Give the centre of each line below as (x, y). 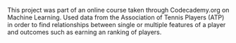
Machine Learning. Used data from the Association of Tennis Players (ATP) (116, 17)
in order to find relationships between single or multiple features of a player (117, 25)
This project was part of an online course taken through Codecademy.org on (118, 10)
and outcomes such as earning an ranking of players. (85, 32)
